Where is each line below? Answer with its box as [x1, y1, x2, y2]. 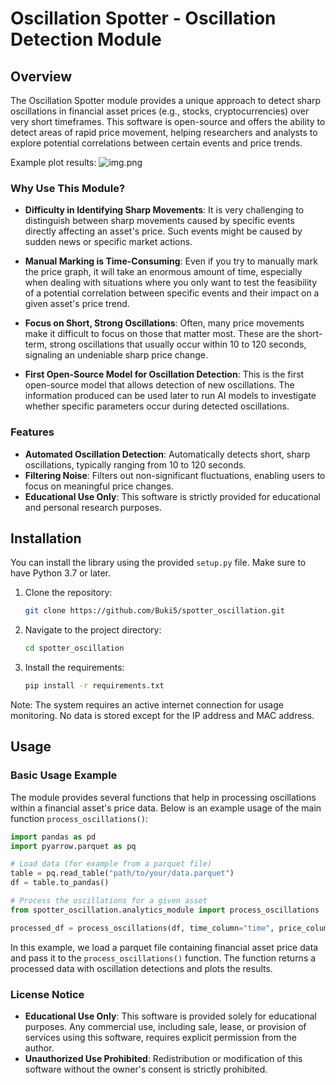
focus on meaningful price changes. [24, 480, 174, 492]
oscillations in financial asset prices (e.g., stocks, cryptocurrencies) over [10, 105, 310, 117]
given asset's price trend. [24, 298, 130, 310]
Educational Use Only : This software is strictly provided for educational [24, 490, 321, 502]
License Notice [10, 987, 85, 1001]
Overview [10, 68, 73, 85]
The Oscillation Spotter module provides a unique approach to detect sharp [10, 95, 322, 106]
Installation [10, 530, 82, 547]
